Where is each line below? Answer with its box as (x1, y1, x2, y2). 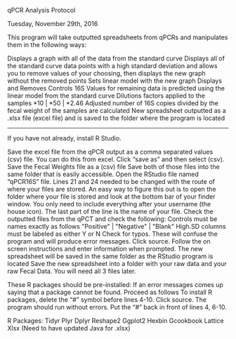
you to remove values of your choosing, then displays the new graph (7, 69, 206, 77)
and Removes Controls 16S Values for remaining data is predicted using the (7, 84, 225, 92)
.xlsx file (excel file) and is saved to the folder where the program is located (7, 114, 225, 122)
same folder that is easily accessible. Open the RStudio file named (7, 170, 199, 178)
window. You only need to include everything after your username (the (7, 200, 211, 208)
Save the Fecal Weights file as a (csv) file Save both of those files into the (7, 163, 220, 171)
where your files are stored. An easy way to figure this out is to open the (7, 185, 216, 193)
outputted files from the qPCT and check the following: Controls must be (7, 215, 218, 223)
